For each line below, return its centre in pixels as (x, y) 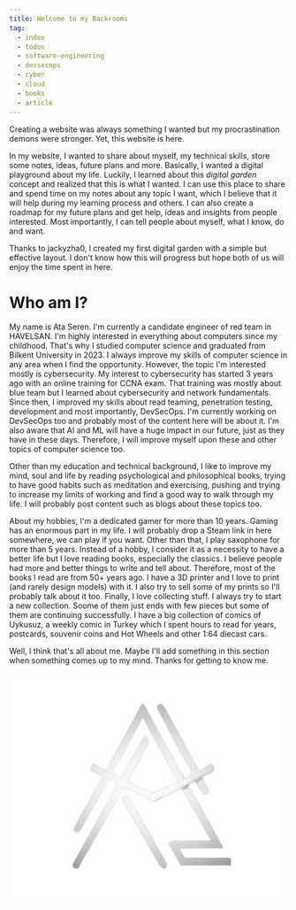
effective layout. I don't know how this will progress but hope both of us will (147, 258)
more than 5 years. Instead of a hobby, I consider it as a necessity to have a (147, 550)
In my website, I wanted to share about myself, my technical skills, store (140, 156)
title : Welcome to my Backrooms (68, 19)
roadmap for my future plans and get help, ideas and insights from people (144, 212)
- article (35, 103)
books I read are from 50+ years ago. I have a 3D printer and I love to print (144, 578)
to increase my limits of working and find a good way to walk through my (141, 495)
